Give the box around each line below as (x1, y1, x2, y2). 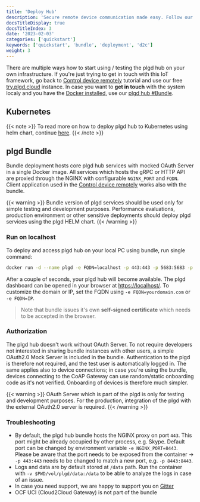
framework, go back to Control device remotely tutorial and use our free (6, 76, 183, 84)
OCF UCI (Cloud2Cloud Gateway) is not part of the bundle (14, 489, 158, 496)
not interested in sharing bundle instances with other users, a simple (6, 347, 174, 354)
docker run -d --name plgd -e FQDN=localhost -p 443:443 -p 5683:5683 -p (6, 264, 193, 271)
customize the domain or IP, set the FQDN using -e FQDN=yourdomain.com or (6, 288, 190, 295)
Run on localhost (6, 233, 56, 241)
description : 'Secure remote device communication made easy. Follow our (6, 14, 193, 20)
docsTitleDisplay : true (6, 20, 65, 26)
